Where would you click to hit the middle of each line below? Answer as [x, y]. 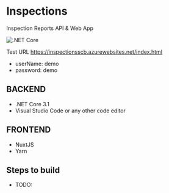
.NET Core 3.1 [32, 104]
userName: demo [37, 64]
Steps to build [33, 170]
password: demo [36, 70]
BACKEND [26, 89]
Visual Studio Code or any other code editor [70, 111]
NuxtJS [25, 144]
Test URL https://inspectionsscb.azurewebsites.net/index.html [84, 52]
